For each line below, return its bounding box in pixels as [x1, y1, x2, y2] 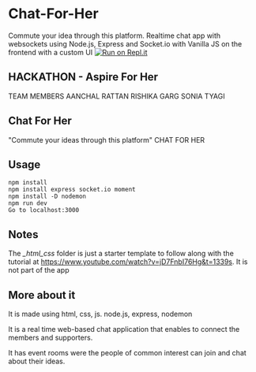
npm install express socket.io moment [8, 186, 136, 194]
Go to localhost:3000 [8, 206, 80, 214]
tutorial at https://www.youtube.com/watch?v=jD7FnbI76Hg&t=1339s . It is [8, 257, 248, 266]
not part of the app [8, 266, 70, 275]
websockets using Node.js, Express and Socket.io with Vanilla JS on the [8, 39, 243, 48]
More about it [8, 288, 76, 302]
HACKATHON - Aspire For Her [8, 70, 159, 84]
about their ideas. [8, 356, 66, 366]
